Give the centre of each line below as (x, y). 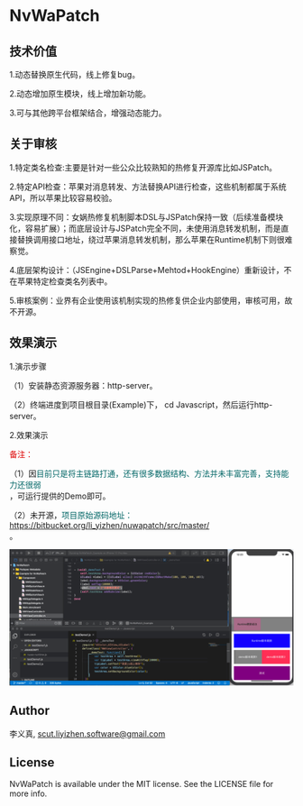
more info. (28, 793)
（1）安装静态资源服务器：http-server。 (83, 385)
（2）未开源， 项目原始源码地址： (71, 515)
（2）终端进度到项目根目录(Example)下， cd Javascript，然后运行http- (141, 404)
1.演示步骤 (28, 366)
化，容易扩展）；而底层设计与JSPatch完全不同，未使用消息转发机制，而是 (145, 228)
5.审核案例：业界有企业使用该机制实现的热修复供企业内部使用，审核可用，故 (151, 300)
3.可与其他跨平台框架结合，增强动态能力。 (88, 113)
